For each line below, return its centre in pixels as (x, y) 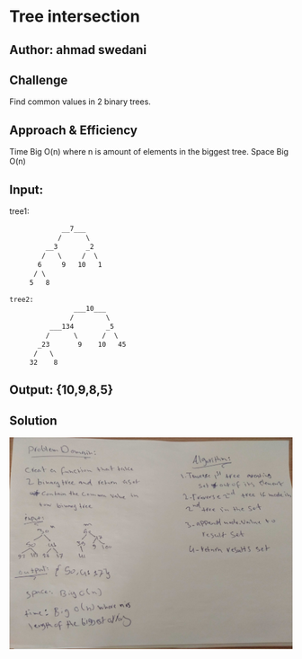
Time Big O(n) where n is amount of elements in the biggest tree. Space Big (149, 152)
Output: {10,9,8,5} (62, 390)
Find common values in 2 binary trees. (80, 102)
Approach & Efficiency (73, 130)
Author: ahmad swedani (78, 50)
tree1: (19, 211)
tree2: (22, 300)
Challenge (39, 80)
